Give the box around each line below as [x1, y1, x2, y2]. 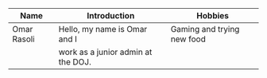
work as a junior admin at [58, 47, 153, 57]
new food [170, 33, 207, 45]
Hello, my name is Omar [58, 24, 148, 34]
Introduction [87, 10, 135, 21]
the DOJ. [58, 57, 91, 67]
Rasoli [12, 33, 35, 45]
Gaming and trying [170, 24, 240, 34]
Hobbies [196, 10, 229, 21]
